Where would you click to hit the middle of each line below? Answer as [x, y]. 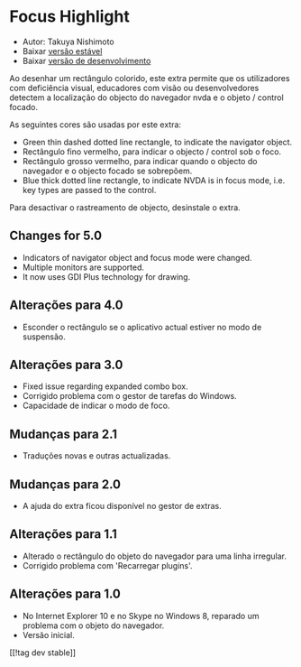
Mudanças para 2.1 [64, 434]
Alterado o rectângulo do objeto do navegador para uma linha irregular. [154, 556]
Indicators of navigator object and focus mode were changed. [137, 257]
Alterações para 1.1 [63, 534]
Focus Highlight [70, 17]
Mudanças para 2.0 [65, 484]
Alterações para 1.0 [65, 594]
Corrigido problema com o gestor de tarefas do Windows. [129, 396]
